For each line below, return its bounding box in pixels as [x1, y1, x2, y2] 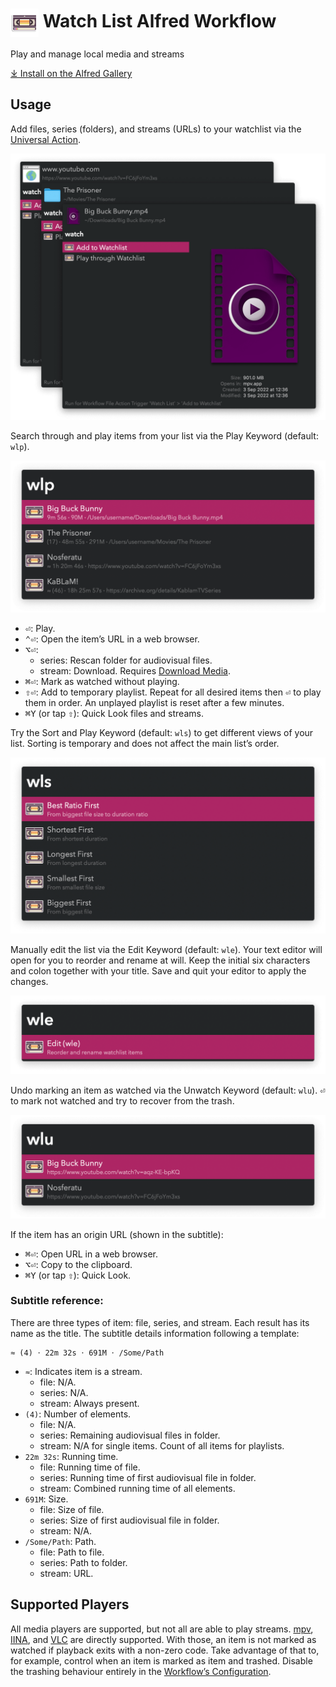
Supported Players [10, 1596, 130, 1613]
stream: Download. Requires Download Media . [39, 665, 231, 677]
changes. [10, 976, 49, 988]
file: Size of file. [39, 1503, 105, 1515]
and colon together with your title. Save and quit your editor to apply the [10, 965, 307, 977]
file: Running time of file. [39, 1461, 141, 1473]
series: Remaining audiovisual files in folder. [39, 1429, 221, 1441]
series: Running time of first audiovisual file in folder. [39, 1471, 257, 1483]
